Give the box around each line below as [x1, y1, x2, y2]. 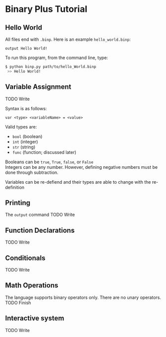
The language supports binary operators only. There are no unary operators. [5, 294, 161, 300]
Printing [5, 199, 31, 207]
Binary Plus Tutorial [5, 3, 88, 15]
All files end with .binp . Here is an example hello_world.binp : [5, 36, 131, 42]
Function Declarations [5, 226, 75, 234]
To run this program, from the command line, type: [5, 55, 108, 61]
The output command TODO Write [5, 212, 75, 218]
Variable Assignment [5, 83, 72, 91]
